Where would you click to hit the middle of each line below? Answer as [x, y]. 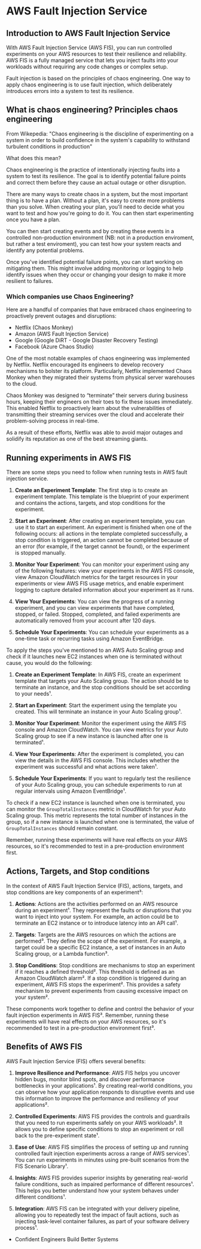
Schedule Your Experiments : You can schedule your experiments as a [102, 632]
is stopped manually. [40, 552]
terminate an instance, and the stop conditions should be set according [103, 687]
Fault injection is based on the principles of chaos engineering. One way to [98, 78]
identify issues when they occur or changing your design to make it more [96, 275]
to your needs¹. [33, 693]
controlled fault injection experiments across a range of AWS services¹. [102, 1153]
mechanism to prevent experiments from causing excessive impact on [101, 991]
